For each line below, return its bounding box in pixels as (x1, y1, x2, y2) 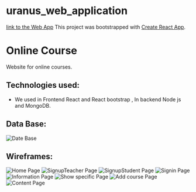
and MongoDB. (14, 102, 51, 109)
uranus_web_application (6, 4, 128, 18)
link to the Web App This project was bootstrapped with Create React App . (6, 23, 186, 30)
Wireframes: (6, 151, 53, 162)
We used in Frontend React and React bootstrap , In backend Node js (14, 95, 181, 103)
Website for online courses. (6, 63, 73, 70)
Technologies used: (6, 80, 80, 90)
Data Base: (6, 119, 47, 129)
